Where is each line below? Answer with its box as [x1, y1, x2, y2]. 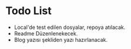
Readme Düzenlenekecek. [14, 30, 78, 37]
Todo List [5, 4, 52, 18]
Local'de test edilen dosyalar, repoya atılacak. [14, 24, 126, 31]
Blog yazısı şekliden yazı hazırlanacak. [14, 36, 108, 43]
